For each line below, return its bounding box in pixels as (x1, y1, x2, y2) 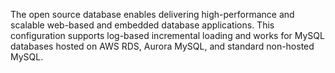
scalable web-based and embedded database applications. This (10, 19, 275, 31)
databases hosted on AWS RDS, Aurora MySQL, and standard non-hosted (10, 40, 315, 52)
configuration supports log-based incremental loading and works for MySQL (10, 30, 325, 41)
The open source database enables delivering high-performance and (10, 9, 295, 20)
